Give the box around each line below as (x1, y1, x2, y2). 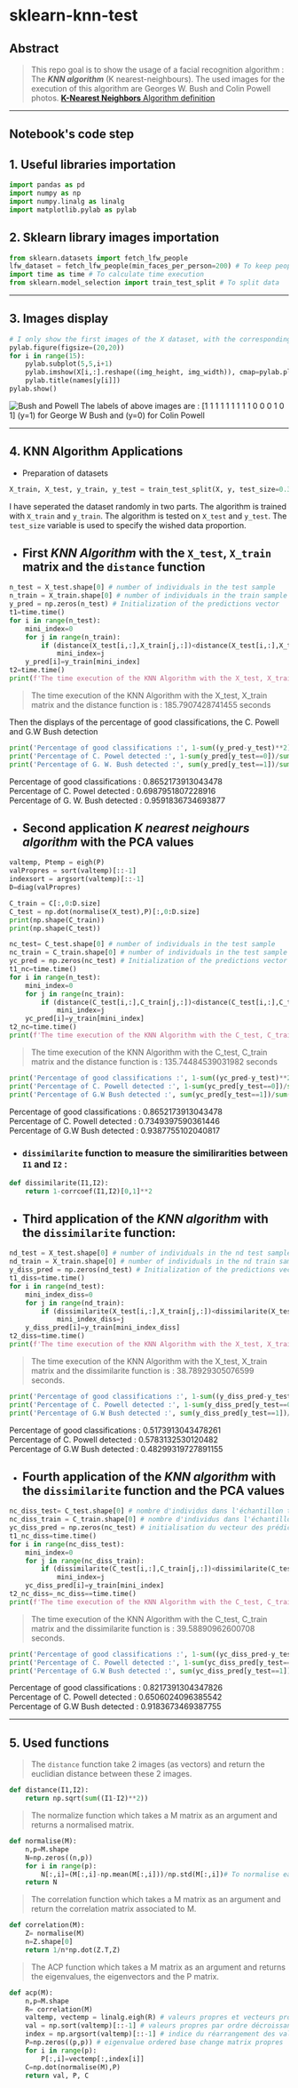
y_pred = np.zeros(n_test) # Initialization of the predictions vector (9, 599, 279, 609)
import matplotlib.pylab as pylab (9, 205, 137, 214)
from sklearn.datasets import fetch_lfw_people (9, 253, 189, 262)
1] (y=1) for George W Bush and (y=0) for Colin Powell (9, 410, 206, 421)
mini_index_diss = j (56, 1315, 125, 1324)
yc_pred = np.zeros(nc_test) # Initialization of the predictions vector (9, 957, 288, 966)
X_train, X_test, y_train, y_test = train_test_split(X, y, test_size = (9, 485, 279, 494)
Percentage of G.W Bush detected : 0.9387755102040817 (9, 1125, 220, 1136)
